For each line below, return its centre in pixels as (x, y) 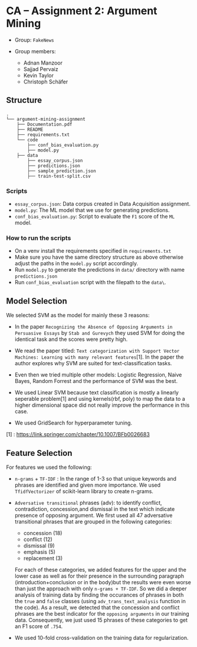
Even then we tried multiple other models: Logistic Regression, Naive (98, 375)
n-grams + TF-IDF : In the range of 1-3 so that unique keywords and (96, 478)
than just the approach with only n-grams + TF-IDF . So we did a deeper (101, 588)
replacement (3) (43, 558)
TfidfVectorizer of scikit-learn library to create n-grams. (84, 491)
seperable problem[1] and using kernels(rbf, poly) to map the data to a (100, 399)
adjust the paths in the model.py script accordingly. (76, 263)
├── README (30, 129)
